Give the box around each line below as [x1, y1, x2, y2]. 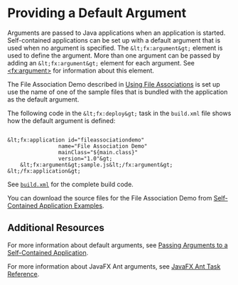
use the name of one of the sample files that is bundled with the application [7, 87, 228, 96]
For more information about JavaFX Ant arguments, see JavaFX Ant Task [7, 262, 221, 271]
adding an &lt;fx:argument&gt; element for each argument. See [7, 58, 195, 67]
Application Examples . [38, 201, 104, 210]
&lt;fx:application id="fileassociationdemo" [7, 136, 144, 144]
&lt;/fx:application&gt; [7, 167, 81, 175]
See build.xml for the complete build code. [7, 180, 134, 188]
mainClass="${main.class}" [58, 149, 139, 156]
